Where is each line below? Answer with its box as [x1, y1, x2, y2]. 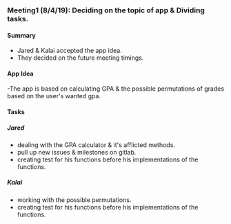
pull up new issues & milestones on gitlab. [17, 148, 137, 156]
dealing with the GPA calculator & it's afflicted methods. [17, 140, 176, 149]
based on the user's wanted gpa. [7, 92, 101, 100]
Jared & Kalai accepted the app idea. [17, 47, 122, 55]
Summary [7, 31, 36, 39]
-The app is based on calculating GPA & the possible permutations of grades [7, 85, 225, 93]
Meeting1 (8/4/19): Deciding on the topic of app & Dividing [7, 5, 205, 15]
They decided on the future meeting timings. [17, 54, 144, 62]
